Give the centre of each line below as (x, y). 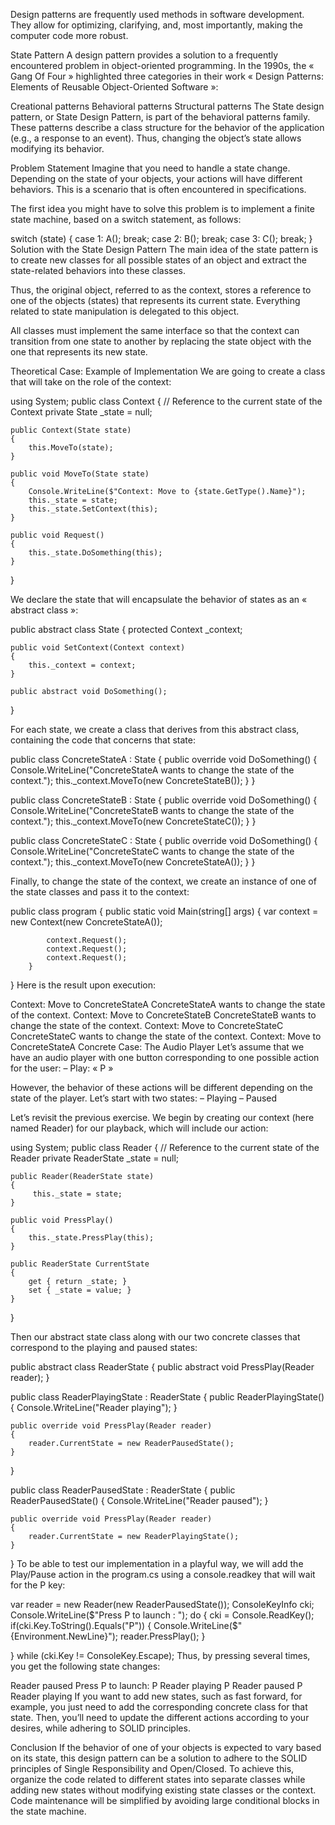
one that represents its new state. (79, 352)
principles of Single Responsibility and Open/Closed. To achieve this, (152, 1768)
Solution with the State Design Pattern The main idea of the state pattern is (164, 249)
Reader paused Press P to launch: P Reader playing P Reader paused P (156, 1685)
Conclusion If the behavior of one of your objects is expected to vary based (166, 1747)
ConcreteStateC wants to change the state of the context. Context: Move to (166, 1036)
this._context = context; (82, 665)
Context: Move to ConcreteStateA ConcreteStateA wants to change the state (168, 1004)
